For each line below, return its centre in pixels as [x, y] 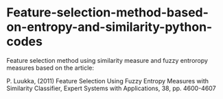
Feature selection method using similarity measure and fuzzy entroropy [107, 60]
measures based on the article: [50, 68]
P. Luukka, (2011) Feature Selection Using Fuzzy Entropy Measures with [108, 81]
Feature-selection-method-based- [107, 13]
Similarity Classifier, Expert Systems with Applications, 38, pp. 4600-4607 [111, 88]
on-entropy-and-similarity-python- [109, 27]
